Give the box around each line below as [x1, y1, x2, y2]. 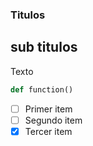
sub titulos [10, 39, 78, 56]
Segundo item [24, 114, 83, 126]
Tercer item [24, 125, 73, 137]
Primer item [24, 103, 73, 115]
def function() [10, 84, 74, 95]
